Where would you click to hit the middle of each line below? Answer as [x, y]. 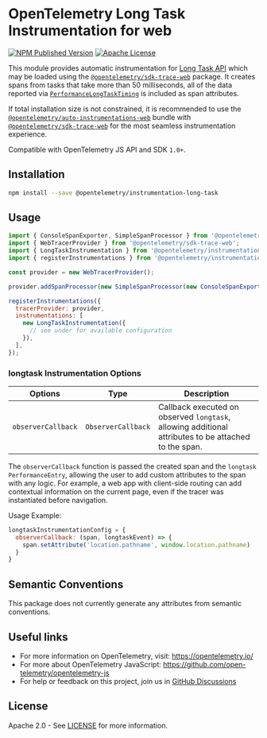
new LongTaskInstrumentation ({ [74, 323]
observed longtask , [194, 416]
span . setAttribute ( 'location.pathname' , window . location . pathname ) [136, 545]
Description [207, 393]
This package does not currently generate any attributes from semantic [125, 604]
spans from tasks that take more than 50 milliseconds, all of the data [120, 85]
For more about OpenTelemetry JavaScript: [90, 664]
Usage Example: [35, 515]
